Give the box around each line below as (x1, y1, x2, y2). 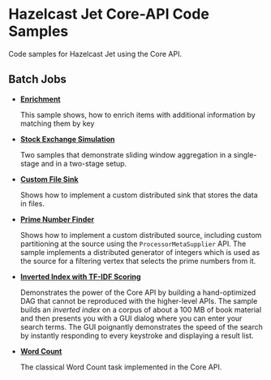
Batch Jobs (8, 72, 67, 86)
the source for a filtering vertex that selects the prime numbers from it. (19, 256, 256, 266)
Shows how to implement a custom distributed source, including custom (19, 230, 262, 240)
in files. (19, 198, 45, 208)
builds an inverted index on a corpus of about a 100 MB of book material (19, 304, 262, 314)
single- (233, 149, 257, 159)
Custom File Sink (19, 174, 79, 184)
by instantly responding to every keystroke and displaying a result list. (19, 330, 254, 340)
